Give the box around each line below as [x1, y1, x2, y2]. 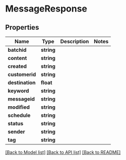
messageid [8, 96, 35, 102]
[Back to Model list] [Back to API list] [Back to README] [5, 149, 121, 155]
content [8, 55, 27, 61]
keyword [8, 88, 29, 94]
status [8, 120, 24, 127]
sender [8, 128, 25, 135]
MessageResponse [5, 3, 87, 15]
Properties [5, 23, 39, 32]
